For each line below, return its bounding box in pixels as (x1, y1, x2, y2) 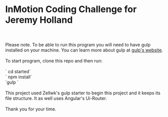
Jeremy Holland (5, 14, 73, 26)
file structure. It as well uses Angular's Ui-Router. (5, 95, 107, 101)
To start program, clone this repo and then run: (5, 57, 102, 64)
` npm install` (5, 74, 32, 80)
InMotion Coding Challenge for (5, 4, 137, 15)
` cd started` (5, 68, 31, 74)
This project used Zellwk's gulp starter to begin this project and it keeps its (5, 90, 160, 96)
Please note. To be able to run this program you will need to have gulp (5, 41, 151, 47)
